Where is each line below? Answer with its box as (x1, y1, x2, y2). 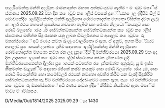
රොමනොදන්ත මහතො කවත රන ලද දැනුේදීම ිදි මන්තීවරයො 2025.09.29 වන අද (5, 49, 158, 55)
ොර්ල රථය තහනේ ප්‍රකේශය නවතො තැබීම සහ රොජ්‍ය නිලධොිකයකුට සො (5, 21, 150, 27)
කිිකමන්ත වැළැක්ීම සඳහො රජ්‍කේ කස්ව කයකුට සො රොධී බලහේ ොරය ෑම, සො (5, 66, 158, 72)
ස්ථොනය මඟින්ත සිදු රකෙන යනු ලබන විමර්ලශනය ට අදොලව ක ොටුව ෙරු (5, 33, 145, 38)
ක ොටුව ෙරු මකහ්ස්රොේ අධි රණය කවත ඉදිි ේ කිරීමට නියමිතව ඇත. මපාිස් (5, 82, 155, 88)
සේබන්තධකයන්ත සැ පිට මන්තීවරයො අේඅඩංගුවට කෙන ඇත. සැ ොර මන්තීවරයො (5, 77, 159, 82)
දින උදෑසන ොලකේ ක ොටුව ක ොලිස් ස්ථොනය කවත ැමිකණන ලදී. (5, 55, 131, 60)
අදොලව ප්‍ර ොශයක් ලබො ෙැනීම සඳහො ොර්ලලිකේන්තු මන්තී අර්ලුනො (5, 43, 137, 49)
